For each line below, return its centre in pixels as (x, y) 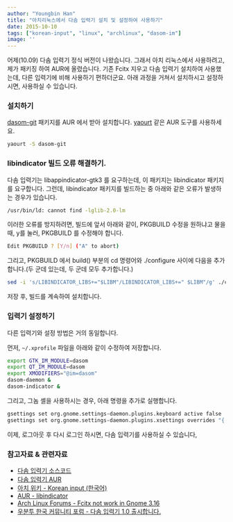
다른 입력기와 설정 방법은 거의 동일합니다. (63, 333)
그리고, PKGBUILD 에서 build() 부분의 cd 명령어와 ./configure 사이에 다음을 (110, 261)
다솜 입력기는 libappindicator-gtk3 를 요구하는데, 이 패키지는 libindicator (106, 180)
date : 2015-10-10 (32, 26)
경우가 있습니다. (36, 197)
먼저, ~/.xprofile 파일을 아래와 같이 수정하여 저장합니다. (84, 348)
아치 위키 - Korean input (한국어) (62, 488)
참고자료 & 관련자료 (37, 454)
